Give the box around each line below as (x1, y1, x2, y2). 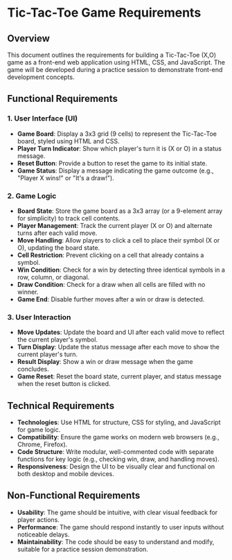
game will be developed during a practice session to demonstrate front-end (7, 66, 223, 73)
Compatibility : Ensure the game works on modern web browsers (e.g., (17, 433, 220, 441)
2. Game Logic (7, 191, 57, 200)
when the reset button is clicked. (17, 380, 111, 388)
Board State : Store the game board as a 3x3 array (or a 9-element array (17, 207, 223, 215)
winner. (17, 288, 39, 296)
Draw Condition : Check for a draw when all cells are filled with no (17, 280, 206, 288)
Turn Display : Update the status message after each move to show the (17, 343, 220, 351)
